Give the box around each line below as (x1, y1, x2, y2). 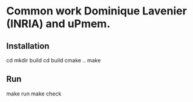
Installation (6, 41, 50, 51)
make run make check (6, 90, 62, 97)
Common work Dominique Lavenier (6, 4, 188, 18)
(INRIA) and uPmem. (6, 17, 111, 31)
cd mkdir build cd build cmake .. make (6, 57, 101, 64)
